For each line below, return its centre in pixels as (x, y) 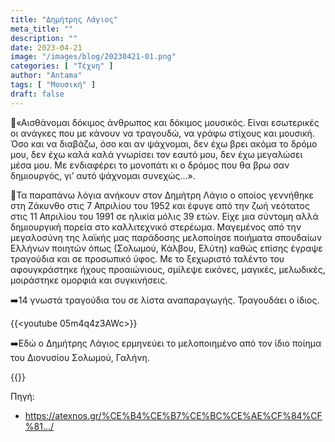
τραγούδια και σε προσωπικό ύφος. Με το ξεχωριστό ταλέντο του (147, 258)
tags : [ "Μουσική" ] (53, 85)
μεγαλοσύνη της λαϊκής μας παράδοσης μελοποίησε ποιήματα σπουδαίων (166, 237)
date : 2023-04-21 (46, 47)
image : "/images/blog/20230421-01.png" (93, 57)
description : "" (44, 38)
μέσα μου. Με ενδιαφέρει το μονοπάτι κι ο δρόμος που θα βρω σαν (150, 165)
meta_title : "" (42, 29)
